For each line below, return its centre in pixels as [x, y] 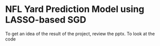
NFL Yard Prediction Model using [75, 9]
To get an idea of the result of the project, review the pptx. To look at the [80, 33]
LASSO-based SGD [46, 20]
